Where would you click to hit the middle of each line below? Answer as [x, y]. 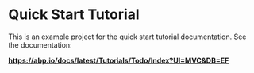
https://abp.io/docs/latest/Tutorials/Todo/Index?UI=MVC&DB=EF [119, 60]
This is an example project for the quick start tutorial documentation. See [127, 36]
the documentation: [40, 44]
